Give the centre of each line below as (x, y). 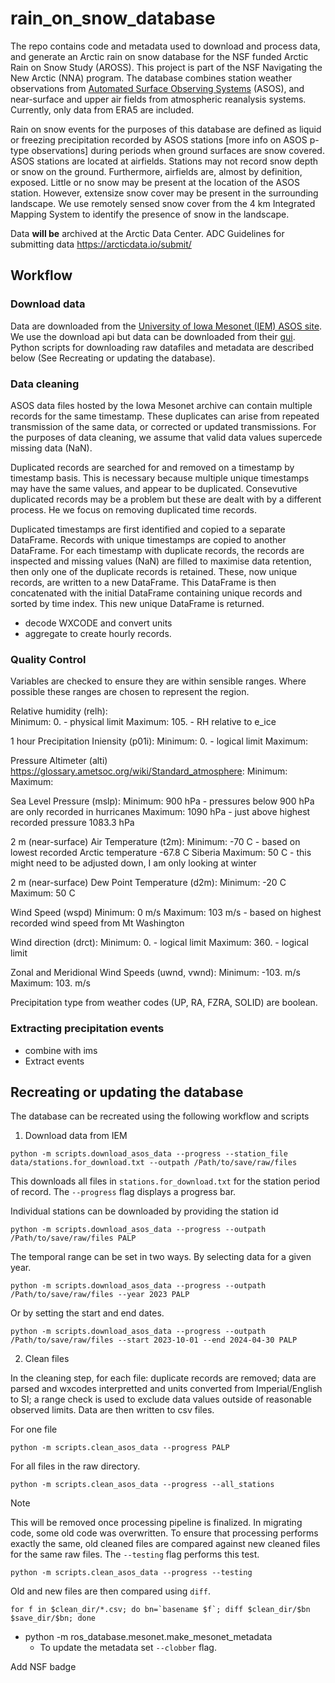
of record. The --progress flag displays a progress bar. (123, 1192)
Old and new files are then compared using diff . (110, 1591)
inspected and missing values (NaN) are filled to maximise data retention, (161, 561)
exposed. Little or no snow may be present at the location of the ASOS (155, 182)
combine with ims (61, 1050)
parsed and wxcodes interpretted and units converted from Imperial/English (166, 1389)
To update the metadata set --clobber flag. (128, 1648)
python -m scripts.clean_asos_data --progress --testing (131, 1573)
